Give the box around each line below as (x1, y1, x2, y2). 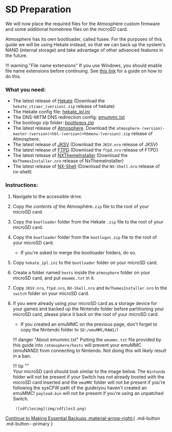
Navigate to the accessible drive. (12, 193, 83, 199)
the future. (5, 52, 28, 59)
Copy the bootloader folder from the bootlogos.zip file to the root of (12, 234, 158, 240)
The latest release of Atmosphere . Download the (12, 125, 116, 132)
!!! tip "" (12, 363, 29, 369)
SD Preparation (5, 4, 71, 15)
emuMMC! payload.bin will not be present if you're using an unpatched (12, 390, 164, 396)
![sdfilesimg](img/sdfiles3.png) (15, 406, 87, 411)
